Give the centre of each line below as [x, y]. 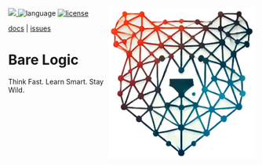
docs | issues [29, 28]
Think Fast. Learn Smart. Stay [56, 81]
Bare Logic [44, 60]
